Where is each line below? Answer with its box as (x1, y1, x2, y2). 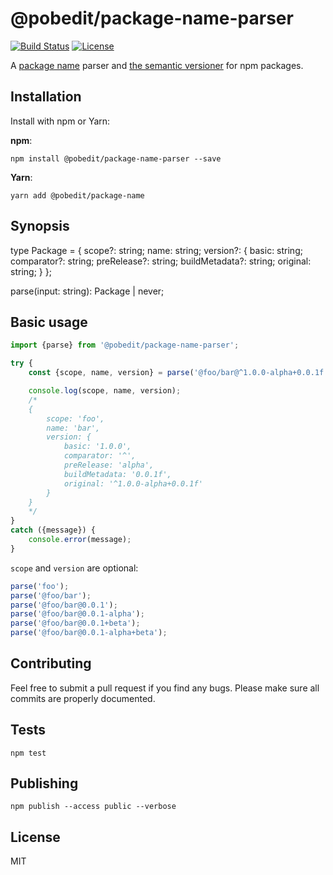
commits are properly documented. (10, 692, 156, 704)
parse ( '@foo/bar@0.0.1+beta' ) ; (10, 618, 141, 629)
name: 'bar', (46, 423, 101, 433)
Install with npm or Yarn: (10, 115, 111, 127)
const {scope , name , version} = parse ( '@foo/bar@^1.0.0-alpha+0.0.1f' (28, 368, 329, 378)
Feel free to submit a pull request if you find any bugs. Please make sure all (10, 682, 320, 694)
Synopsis (10, 218, 70, 235)
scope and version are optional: (10, 562, 139, 574)
